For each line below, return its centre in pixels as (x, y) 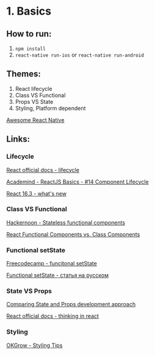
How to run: (29, 34)
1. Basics (29, 11)
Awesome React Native (35, 120)
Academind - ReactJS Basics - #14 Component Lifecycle (77, 182)
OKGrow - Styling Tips (34, 345)
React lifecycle (34, 88)
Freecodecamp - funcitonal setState (52, 264)
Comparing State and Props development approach (71, 304)
